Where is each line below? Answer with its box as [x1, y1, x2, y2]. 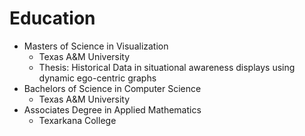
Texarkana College [38, 114, 117, 126]
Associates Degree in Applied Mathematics [23, 103, 202, 116]
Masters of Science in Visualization [23, 40, 169, 52]
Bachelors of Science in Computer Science [23, 82, 202, 94]
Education [9, 7, 96, 30]
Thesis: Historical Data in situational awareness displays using [38, 61, 296, 73]
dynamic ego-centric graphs [38, 72, 157, 84]
